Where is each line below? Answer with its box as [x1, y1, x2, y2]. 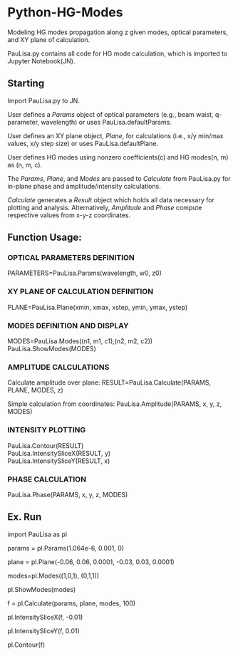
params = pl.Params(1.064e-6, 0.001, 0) [7, 543, 125, 552]
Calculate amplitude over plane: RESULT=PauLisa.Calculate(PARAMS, [7, 378, 212, 387]
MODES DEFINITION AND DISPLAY [7, 321, 129, 330]
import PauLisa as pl [7, 530, 68, 538]
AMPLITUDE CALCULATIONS [7, 362, 110, 372]
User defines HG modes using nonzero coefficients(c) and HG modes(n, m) [7, 152, 229, 161]
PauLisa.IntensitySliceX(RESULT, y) [7, 449, 111, 457]
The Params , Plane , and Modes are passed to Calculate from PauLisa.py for [7, 174, 231, 182]
